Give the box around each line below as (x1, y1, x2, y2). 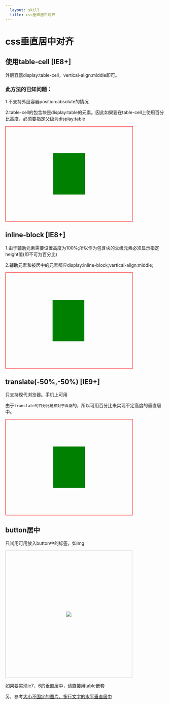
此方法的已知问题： (5, 86, 52, 93)
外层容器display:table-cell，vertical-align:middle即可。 (5, 72, 120, 78)
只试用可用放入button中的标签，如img (5, 540, 85, 546)
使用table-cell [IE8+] (5, 58, 71, 66)
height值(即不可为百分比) (5, 251, 57, 257)
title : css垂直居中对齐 (10, 12, 56, 17)
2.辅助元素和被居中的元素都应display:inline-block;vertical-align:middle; (5, 262, 154, 268)
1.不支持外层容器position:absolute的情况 (5, 98, 89, 104)
